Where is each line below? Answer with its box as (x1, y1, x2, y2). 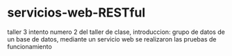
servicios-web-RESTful (7, 5, 146, 21)
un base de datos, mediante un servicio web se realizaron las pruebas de (7, 35, 217, 43)
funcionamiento (7, 42, 52, 50)
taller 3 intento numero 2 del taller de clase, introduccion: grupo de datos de (7, 28, 226, 36)
